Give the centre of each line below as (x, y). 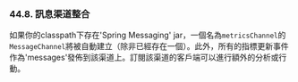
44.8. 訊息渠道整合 (50, 13)
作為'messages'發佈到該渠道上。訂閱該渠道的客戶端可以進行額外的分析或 (144, 57)
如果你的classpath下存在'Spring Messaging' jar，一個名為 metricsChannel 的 (148, 35)
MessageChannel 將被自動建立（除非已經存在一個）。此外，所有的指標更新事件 (149, 46)
